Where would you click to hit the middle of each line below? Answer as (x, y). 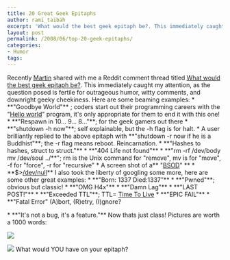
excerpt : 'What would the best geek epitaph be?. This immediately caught (116, 26)
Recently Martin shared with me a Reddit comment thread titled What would (114, 78)
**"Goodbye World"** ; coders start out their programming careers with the (114, 106)
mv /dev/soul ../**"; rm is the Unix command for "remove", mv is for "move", (114, 158)
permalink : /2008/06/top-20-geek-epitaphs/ (70, 39)
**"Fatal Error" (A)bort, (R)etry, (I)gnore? (64, 201)
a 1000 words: (27, 222)
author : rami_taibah (37, 20)
